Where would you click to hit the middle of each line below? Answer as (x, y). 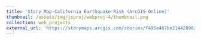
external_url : (24, 28)
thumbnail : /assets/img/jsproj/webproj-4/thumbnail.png (77, 17)
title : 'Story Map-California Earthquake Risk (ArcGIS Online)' (88, 11)
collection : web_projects (38, 22)
